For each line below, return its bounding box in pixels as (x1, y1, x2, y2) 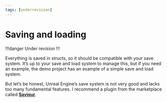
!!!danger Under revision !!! (5, 45, 60, 51)
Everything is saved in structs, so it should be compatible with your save (5, 55, 154, 61)
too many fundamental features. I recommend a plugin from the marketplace (5, 86, 162, 92)
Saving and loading (5, 28, 86, 40)
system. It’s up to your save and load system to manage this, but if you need (5, 60, 162, 66)
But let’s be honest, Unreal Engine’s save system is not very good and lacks (5, 80, 160, 86)
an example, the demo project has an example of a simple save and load (5, 65, 154, 71)
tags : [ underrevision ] (5, 7, 52, 12)
